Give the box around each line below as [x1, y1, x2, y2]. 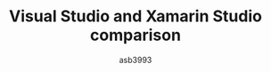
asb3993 [119, 54, 152, 65]
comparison [89, 25, 182, 45]
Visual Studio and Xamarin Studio [9, 6, 262, 27]
